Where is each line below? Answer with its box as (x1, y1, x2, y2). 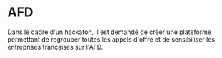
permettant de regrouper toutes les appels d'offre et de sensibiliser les (7, 35, 216, 43)
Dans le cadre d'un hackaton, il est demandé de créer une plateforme (7, 28, 212, 36)
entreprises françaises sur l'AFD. (7, 42, 104, 51)
